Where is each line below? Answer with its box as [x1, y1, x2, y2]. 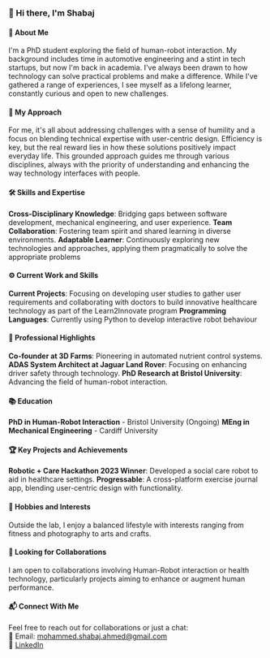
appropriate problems [8, 252, 81, 262]
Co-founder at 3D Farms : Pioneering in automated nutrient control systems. [8, 351, 264, 361]
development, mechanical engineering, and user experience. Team [8, 217, 233, 227]
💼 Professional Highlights [8, 333, 96, 343]
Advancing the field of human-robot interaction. [8, 377, 168, 387]
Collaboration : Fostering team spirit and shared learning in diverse [8, 226, 231, 236]
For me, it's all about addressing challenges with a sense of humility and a [8, 125, 255, 135]
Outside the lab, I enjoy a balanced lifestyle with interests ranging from [8, 520, 245, 530]
